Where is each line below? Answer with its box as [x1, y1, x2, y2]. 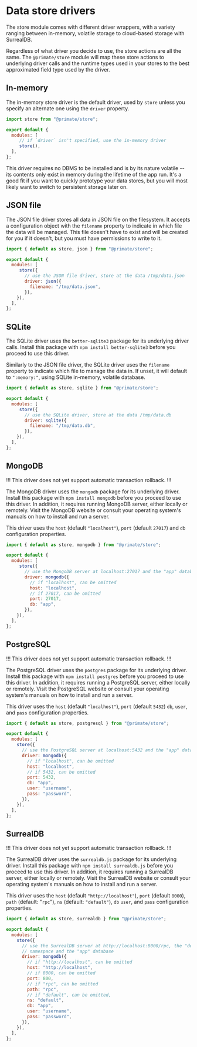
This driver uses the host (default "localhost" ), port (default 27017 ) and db [6, 524, 186, 531]
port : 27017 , [29, 596, 62, 602]
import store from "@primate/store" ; [6, 116, 98, 122]
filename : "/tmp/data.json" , [29, 283, 101, 290]
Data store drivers [6, 4, 96, 18]
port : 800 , [27, 975, 54, 981]
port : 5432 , [27, 774, 57, 781]
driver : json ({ [24, 279, 62, 284]
